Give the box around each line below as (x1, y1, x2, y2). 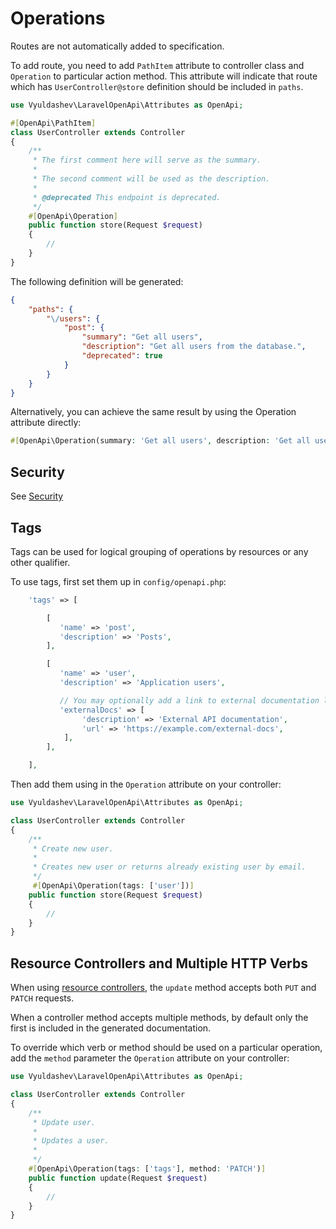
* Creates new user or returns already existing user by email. (32, 862, 307, 872)
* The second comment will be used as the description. (32, 174, 271, 184)
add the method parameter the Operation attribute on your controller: (10, 1052, 290, 1064)
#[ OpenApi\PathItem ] (10, 118, 97, 128)
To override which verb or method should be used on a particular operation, (10, 1042, 323, 1054)
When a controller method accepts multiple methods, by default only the (10, 1012, 309, 1024)
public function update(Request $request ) (28, 1173, 208, 1183)
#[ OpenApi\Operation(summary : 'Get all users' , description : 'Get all (10, 436, 311, 446)
